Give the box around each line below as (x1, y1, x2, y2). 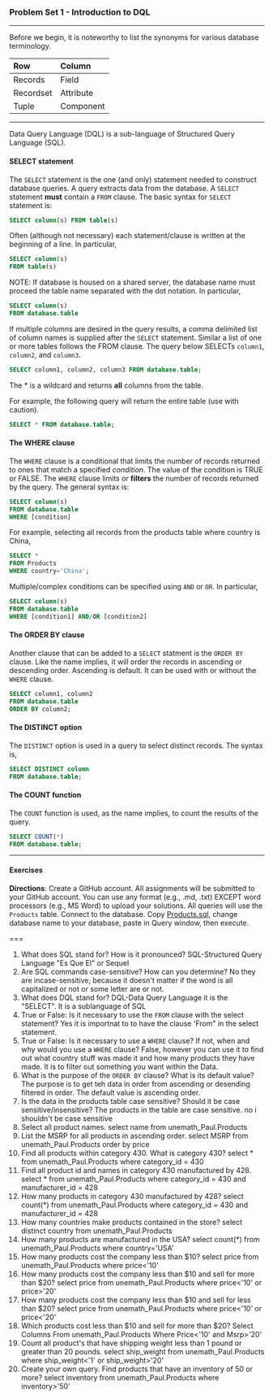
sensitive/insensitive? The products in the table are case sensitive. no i (20, 1105, 258, 1114)
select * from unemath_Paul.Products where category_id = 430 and (20, 1174, 246, 1184)
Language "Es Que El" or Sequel (20, 958, 130, 967)
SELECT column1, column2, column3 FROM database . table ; (9, 365, 202, 374)
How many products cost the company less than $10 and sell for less (20, 1295, 251, 1305)
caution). (9, 405, 40, 415)
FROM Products (9, 559, 58, 567)
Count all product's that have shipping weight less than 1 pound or (20, 1338, 242, 1348)
